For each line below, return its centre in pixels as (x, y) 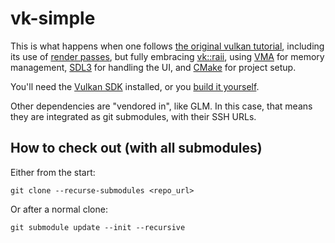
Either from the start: (53, 172)
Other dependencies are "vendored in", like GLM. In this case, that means (161, 106)
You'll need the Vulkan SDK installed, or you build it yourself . (135, 86)
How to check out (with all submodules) (136, 148)
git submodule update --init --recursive (98, 227)
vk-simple (53, 18)
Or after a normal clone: (59, 209)
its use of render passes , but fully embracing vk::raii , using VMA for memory (167, 56)
